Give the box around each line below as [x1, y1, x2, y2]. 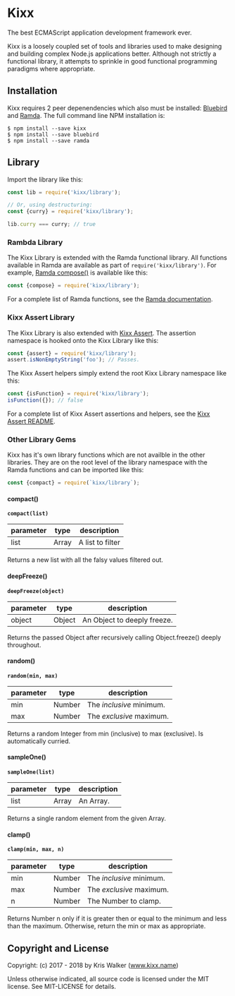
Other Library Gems [7, 434, 76, 444]
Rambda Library [7, 237, 63, 247]
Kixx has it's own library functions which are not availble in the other [7, 450, 205, 460]
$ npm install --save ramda [7, 137, 90, 144]
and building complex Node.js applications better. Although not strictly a [7, 49, 217, 58]
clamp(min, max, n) [7, 846, 65, 853]
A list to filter [78, 538, 121, 548]
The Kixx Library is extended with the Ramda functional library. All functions [7, 253, 227, 262]
